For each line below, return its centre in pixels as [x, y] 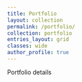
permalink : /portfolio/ [41, 26]
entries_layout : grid [38, 40]
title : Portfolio [32, 14]
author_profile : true [38, 53]
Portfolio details [29, 72]
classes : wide [28, 46]
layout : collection [35, 20]
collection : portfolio [40, 33]
